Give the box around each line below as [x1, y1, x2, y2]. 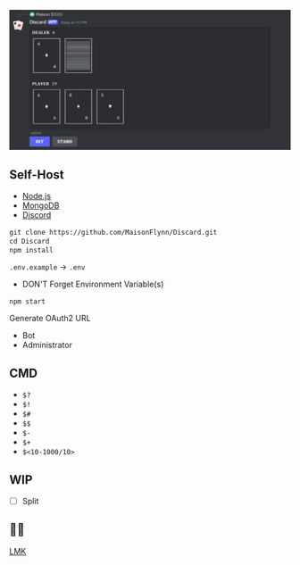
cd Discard [9, 237, 50, 246]
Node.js [21, 191, 52, 202]
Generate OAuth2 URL [9, 313, 91, 324]
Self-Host [9, 167, 64, 182]
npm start [9, 297, 46, 306]
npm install [9, 246, 54, 255]
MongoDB [21, 200, 60, 211]
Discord [21, 210, 52, 220]
